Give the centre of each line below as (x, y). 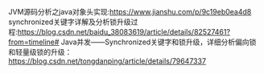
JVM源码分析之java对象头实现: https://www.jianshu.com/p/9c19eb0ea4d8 (130, 12)
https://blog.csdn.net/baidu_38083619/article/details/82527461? (124, 32)
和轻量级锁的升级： (40, 52)
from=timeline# (34, 42)
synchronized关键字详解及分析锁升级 (70, 22)
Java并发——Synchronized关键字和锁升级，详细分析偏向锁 (159, 42)
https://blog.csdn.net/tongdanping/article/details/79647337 (107, 61)
